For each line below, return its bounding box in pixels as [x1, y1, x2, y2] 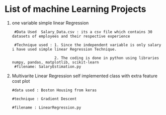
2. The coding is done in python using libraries [54, 56, 160, 60]
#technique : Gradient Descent [11, 96, 77, 101]
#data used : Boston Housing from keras [11, 88, 97, 93]
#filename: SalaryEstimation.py [14, 64, 82, 69]
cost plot [11, 78, 30, 84]
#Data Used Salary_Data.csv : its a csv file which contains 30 [14, 29, 153, 34]
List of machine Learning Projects [4, 3, 146, 15]
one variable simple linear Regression [11, 20, 89, 26]
